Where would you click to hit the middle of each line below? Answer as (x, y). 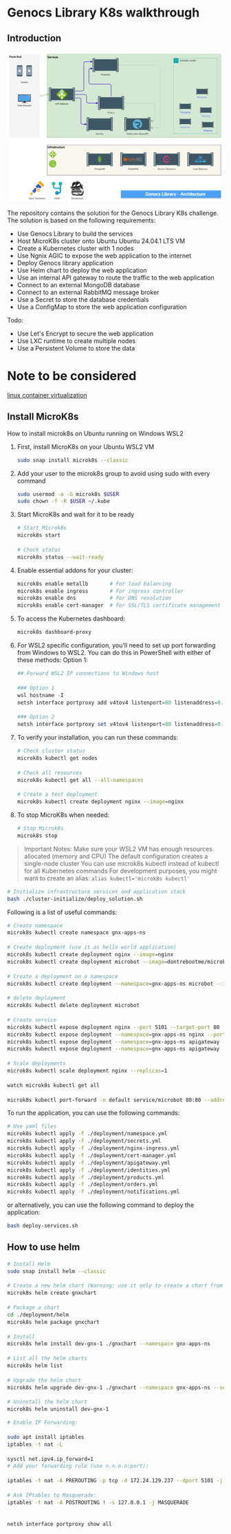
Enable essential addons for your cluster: (75, 570)
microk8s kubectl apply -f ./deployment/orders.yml (82, 1185)
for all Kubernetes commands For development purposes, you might (121, 871)
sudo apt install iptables (46, 1437)
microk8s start (39, 535)
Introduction (34, 38)
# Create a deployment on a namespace (63, 976)
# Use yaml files (32, 1127)
